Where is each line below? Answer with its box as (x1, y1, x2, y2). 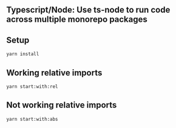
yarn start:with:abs (6, 116, 59, 122)
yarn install (6, 51, 39, 57)
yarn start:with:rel (6, 84, 59, 90)
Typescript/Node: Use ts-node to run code (6, 5, 171, 15)
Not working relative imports (6, 100, 117, 110)
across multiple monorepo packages (6, 15, 147, 25)
